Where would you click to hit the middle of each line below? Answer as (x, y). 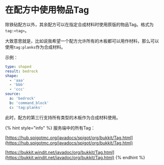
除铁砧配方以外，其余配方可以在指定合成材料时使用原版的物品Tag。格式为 (79, 24)
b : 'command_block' (29, 103)
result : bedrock (21, 71)
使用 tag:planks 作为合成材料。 (35, 47)
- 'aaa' (17, 80)
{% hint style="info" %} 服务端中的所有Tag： (50, 128)
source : (13, 94)
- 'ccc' (17, 89)
